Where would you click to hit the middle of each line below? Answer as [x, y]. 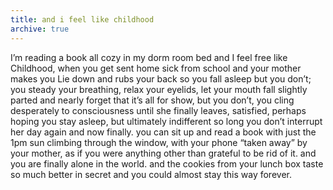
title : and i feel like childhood [82, 19]
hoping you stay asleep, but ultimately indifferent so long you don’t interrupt [166, 121]
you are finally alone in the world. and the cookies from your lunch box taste [167, 163]
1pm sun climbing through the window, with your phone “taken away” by [159, 142]
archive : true [40, 29]
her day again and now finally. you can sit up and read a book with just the [163, 132]
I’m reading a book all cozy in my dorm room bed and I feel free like [149, 57]
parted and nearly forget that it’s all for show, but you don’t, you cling [152, 100]
